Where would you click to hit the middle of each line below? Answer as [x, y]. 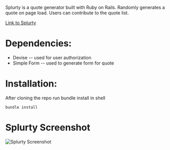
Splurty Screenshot [48, 128]
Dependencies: [39, 44]
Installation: [31, 84]
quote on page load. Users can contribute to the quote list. [67, 13]
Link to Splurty [21, 23]
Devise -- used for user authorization [52, 57]
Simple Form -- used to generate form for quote [63, 63]
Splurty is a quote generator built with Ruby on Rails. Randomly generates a [85, 7]
